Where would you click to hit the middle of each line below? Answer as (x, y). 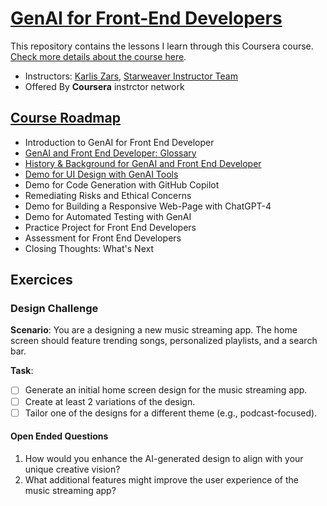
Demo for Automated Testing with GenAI (108, 216)
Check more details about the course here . (98, 56)
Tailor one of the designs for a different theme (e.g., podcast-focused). (171, 413)
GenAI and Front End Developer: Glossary (110, 153)
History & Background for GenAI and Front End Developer (143, 163)
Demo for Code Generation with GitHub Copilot (122, 184)
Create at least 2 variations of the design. (110, 401)
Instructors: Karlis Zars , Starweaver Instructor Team (131, 76)
